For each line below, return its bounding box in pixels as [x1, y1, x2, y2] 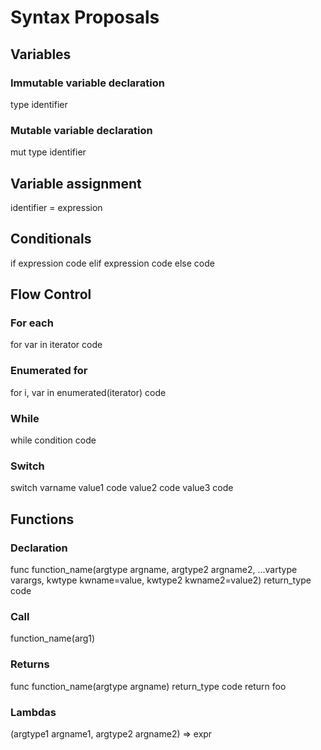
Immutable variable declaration [10, 76, 165, 90]
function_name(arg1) [10, 632, 96, 645]
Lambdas [10, 705, 57, 719]
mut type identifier [10, 146, 87, 158]
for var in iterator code [10, 339, 103, 351]
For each [10, 316, 54, 330]
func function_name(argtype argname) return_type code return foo [10, 680, 287, 692]
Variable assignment [10, 175, 142, 192]
